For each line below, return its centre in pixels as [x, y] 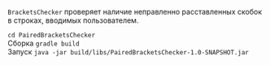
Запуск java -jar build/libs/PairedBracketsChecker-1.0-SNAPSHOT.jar [128, 52]
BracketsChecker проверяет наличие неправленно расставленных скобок [135, 12]
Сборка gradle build [44, 43]
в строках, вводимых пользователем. [73, 20]
